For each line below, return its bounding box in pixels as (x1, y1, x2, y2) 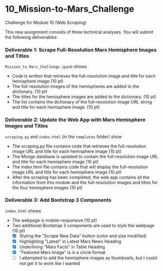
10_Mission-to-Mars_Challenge (5, 3, 135, 15)
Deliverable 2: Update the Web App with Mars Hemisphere (5, 116, 146, 123)
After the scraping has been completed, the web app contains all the (12, 174, 150, 180)
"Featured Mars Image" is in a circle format (19, 250, 106, 255)
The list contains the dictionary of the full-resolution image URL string (12, 99, 152, 105)
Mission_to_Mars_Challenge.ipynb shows (5, 63, 87, 69)
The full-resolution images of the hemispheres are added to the (12, 83, 140, 89)
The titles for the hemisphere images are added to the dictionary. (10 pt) (12, 94, 157, 100)
